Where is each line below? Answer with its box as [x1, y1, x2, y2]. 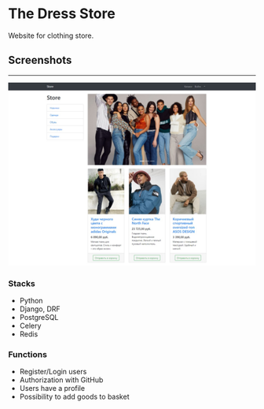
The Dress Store [8, 5, 115, 23]
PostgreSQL [19, 313, 59, 322]
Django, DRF [19, 304, 60, 314]
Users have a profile [19, 384, 85, 393]
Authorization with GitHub [19, 375, 104, 385]
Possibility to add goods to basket [19, 392, 130, 402]
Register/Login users [19, 367, 87, 377]
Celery [19, 321, 42, 331]
